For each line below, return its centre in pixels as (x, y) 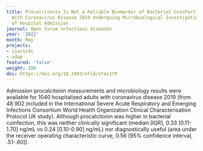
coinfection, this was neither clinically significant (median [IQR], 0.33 (92, 123)
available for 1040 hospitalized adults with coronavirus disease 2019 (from (99, 97)
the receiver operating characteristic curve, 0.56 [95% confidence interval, (100, 136)
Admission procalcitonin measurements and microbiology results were (94, 91)
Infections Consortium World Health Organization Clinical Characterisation (99, 110)
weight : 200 (21, 68)
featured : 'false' (29, 62)
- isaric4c (20, 51)
